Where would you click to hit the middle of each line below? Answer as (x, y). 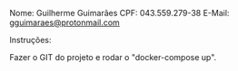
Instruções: (30, 40)
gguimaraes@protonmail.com (64, 22)
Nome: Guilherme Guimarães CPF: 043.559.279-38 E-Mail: (119, 13)
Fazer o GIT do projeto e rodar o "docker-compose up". (113, 57)
